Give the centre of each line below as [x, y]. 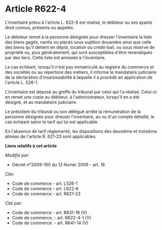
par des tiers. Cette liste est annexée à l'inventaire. [55, 57]
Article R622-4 [36, 9]
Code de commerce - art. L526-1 [45, 183]
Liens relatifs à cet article [31, 146]
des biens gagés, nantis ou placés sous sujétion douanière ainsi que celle [78, 42]
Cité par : [14, 203]
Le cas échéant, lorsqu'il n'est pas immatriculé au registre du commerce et [80, 67]
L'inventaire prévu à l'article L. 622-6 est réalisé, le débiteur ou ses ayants [79, 22]
